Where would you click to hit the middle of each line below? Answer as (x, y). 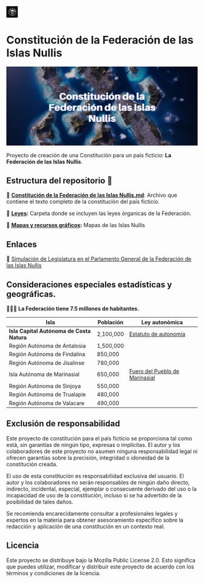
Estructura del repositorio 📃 (59, 181)
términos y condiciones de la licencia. (54, 573)
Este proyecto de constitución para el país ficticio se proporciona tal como (99, 438)
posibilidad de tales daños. (40, 502)
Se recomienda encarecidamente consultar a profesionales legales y (92, 513)
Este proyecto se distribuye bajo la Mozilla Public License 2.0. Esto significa (101, 560)
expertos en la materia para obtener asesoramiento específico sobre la (95, 520)
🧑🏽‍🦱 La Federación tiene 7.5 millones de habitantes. (73, 309)
